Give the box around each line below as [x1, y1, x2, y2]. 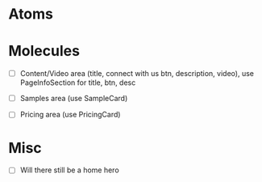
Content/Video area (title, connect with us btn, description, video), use [19, 69, 254, 78]
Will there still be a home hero [19, 165, 119, 175]
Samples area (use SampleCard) [19, 94, 128, 104]
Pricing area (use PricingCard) [19, 110, 121, 120]
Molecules [8, 42, 81, 61]
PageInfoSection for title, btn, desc [19, 78, 136, 87]
